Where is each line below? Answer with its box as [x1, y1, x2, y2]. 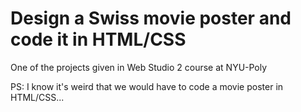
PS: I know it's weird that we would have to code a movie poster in [10, 80, 284, 92]
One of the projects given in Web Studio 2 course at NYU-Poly [10, 61, 268, 73]
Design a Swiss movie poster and [10, 7, 292, 30]
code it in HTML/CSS [10, 28, 187, 51]
